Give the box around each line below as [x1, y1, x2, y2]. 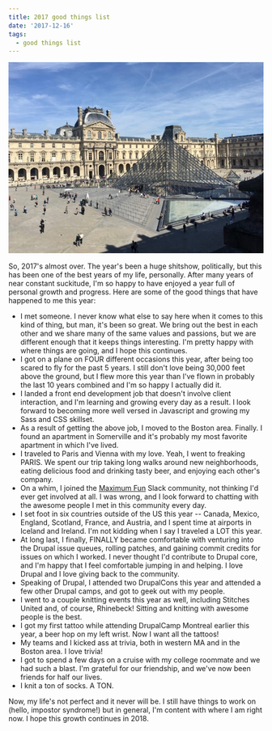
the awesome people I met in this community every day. [19, 501, 207, 510]
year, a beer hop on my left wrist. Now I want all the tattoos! [19, 629, 219, 639]
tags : [8, 30, 27, 38]
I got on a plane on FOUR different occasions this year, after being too [19, 354, 253, 364]
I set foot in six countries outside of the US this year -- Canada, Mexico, [19, 509, 260, 519]
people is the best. [19, 612, 83, 622]
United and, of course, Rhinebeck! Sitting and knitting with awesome [19, 603, 249, 614]
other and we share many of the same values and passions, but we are [19, 328, 257, 339]
